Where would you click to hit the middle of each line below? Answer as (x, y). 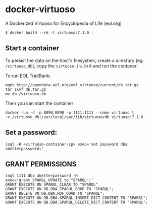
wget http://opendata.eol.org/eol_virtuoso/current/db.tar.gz (72, 85)
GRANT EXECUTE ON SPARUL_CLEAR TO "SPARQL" (52, 185)
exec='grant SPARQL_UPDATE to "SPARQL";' (49, 180)
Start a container (32, 48)
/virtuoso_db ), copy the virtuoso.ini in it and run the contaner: (72, 66)
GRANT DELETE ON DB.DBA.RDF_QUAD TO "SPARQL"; (55, 194)
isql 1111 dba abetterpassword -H (42, 176)
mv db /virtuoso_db (26, 94)
